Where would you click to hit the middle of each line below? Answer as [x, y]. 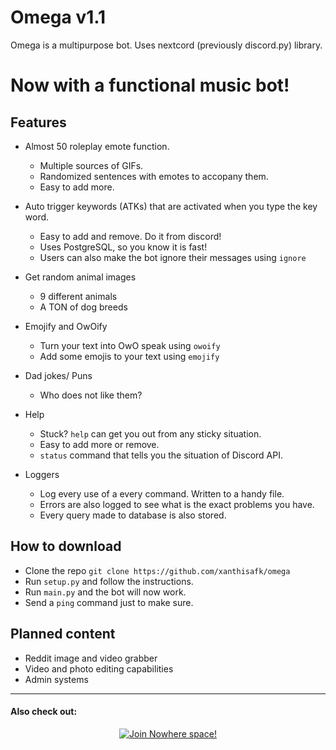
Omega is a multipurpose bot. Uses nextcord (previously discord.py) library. [166, 45]
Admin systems [56, 679]
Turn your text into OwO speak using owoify [130, 345]
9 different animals [78, 296]
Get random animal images [80, 277]
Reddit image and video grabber [91, 658]
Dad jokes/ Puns [58, 375]
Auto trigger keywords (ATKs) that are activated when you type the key [171, 206]
